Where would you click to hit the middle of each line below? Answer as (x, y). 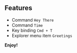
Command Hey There (33, 20)
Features (18, 8)
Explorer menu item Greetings (42, 35)
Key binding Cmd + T (32, 30)
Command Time (27, 25)
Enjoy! (11, 45)
